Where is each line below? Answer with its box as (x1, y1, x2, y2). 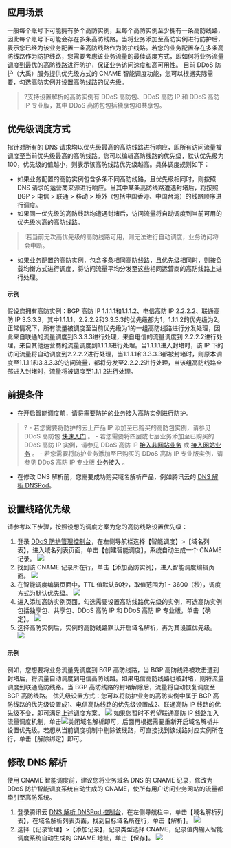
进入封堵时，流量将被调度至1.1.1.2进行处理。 (12, 367, 137, 375)
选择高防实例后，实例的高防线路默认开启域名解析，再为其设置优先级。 (16, 623, 217, 632)
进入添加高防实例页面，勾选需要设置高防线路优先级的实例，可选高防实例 (16, 598, 222, 606)
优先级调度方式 (7, 123, 71, 135)
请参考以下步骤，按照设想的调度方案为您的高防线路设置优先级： (7, 523, 188, 531)
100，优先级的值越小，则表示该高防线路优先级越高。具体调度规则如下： (7, 160, 210, 168)
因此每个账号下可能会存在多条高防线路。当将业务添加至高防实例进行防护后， (7, 34, 224, 43)
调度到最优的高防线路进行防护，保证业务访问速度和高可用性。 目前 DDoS (7, 61, 214, 69)
